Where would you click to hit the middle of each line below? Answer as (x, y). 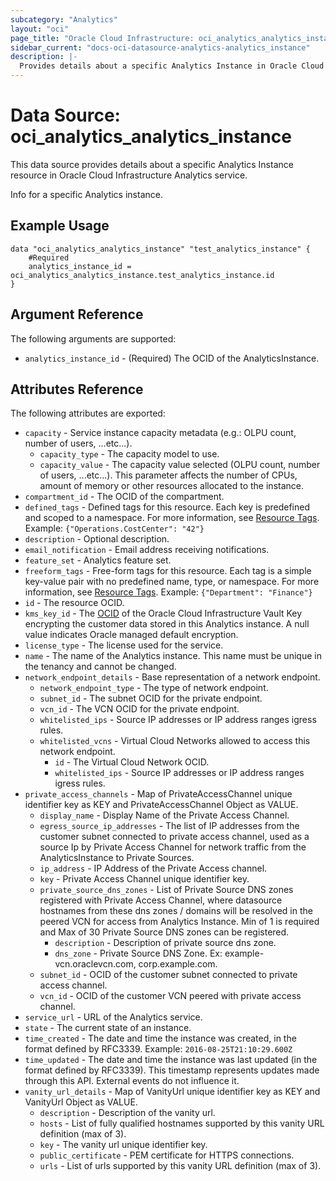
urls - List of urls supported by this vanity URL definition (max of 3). (180, 1166)
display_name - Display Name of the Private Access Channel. (164, 815)
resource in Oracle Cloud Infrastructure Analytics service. (129, 175)
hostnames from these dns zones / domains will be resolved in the (176, 911)
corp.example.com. (178, 964)
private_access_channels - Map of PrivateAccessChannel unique (158, 794)
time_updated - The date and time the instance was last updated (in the (171, 1060)
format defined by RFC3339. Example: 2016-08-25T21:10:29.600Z (158, 1049)
